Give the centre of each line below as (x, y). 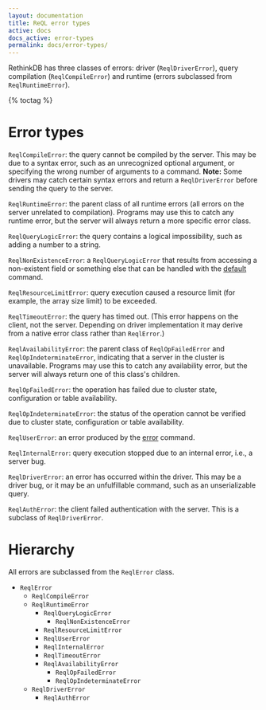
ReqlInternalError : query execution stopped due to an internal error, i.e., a (131, 453)
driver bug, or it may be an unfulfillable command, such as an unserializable (132, 485)
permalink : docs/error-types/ (58, 45)
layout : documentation (46, 16)
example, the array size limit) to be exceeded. (83, 301)
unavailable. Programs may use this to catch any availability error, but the (128, 366)
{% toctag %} (31, 100)
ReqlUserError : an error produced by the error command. (102, 437)
